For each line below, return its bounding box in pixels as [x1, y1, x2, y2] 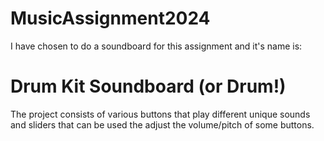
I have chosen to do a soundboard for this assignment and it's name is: [10, 40, 303, 52]
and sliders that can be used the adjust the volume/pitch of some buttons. [10, 118, 315, 131]
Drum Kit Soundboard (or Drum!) [10, 75, 287, 98]
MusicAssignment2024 [10, 7, 211, 30]
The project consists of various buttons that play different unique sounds [10, 108, 311, 120]
